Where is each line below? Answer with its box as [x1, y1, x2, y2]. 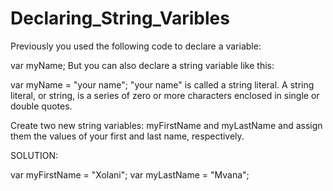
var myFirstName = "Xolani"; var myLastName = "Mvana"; [10, 168, 250, 181]
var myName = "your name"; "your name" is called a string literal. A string [10, 78, 315, 91]
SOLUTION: [10, 149, 59, 161]
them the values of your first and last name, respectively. [10, 130, 245, 142]
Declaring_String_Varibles [10, 7, 230, 30]
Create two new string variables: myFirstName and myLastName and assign [10, 119, 323, 131]
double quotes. [10, 100, 73, 112]
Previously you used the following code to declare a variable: [10, 40, 262, 52]
